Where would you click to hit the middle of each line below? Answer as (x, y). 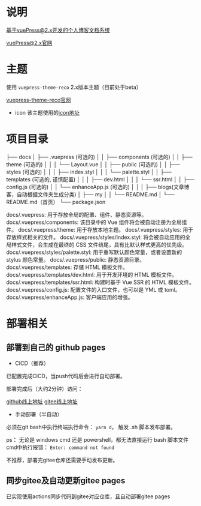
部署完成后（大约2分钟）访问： (45, 388)
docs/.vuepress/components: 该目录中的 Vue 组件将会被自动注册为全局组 (97, 222)
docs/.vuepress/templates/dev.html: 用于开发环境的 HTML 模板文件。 (92, 274)
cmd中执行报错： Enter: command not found (60, 447)
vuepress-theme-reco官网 (39, 100)
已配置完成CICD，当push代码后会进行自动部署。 (66, 376)
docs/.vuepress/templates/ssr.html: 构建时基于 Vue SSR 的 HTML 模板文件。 (100, 282)
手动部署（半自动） (39, 414)
